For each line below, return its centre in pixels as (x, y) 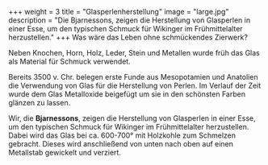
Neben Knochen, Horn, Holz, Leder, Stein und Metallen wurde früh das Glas (134, 53)
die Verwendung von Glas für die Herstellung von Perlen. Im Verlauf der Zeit (135, 85)
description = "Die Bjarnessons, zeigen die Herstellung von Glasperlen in (130, 20)
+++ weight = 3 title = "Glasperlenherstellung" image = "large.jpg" (119, 12)
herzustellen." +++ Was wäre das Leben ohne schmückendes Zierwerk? (128, 37)
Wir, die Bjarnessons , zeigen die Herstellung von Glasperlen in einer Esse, (132, 118)
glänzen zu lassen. (40, 103)
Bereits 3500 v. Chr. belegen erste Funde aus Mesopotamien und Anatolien (133, 77)
